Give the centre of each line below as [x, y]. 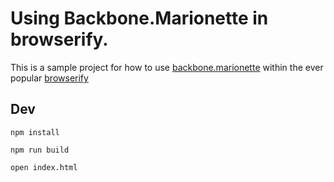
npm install [35, 132]
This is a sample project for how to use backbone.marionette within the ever [167, 67]
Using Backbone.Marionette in [139, 18]
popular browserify [49, 78]
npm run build [40, 150]
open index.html [44, 167]
